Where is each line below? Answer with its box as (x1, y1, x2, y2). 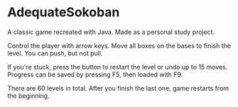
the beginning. (7, 91, 50, 100)
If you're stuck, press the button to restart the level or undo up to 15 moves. (7, 62, 228, 71)
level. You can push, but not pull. (7, 49, 103, 57)
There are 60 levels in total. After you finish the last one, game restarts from (7, 84, 229, 92)
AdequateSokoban (7, 4, 120, 21)
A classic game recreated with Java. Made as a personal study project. (7, 28, 215, 36)
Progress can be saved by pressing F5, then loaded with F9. (7, 70, 183, 79)
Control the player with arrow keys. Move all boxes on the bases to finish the (7, 41, 231, 50)
